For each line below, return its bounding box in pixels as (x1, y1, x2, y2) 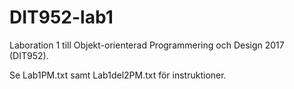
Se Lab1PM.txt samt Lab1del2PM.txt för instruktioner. (9, 69, 227, 81)
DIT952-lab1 (9, 6, 114, 29)
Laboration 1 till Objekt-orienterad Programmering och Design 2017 (9, 39, 285, 51)
